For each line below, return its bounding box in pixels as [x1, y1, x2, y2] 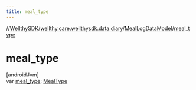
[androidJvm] [6, 71, 40, 78]
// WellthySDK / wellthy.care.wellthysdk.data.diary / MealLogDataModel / [6, 25, 174, 32]
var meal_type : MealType [6, 77, 68, 84]
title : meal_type [6, 8, 49, 15]
